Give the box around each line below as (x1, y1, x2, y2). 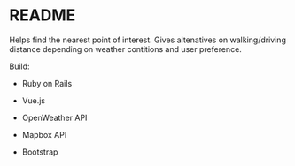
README (9, 5, 76, 26)
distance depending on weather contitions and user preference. (9, 43, 242, 54)
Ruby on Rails (21, 78, 73, 88)
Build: (9, 61, 30, 72)
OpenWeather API (21, 112, 88, 123)
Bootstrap (21, 147, 58, 157)
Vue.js (21, 94, 46, 106)
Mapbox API (21, 129, 67, 140)
